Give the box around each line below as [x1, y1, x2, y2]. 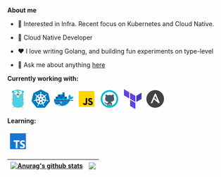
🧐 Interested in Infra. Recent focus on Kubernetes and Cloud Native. [17, 20, 215, 28]
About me [7, 6, 37, 14]
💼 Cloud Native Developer [17, 33, 93, 42]
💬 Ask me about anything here [17, 61, 106, 69]
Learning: [7, 116, 37, 125]
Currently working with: [7, 74, 79, 83]
